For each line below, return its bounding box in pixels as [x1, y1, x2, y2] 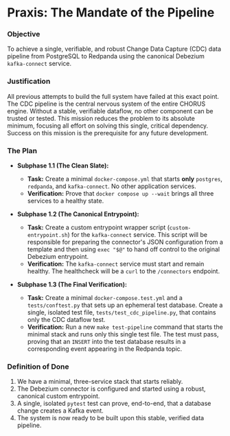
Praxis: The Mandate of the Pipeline [7, 5, 215, 21]
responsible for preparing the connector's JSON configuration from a [27, 238, 223, 246]
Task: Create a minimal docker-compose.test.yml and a [27, 294, 183, 302]
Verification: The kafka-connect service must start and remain [27, 260, 205, 268]
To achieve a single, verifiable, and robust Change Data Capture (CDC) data [7, 45, 222, 53]
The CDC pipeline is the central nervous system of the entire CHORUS [7, 100, 206, 108]
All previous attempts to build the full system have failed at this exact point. [7, 92, 220, 100]
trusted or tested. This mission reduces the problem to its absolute [7, 114, 196, 122]
